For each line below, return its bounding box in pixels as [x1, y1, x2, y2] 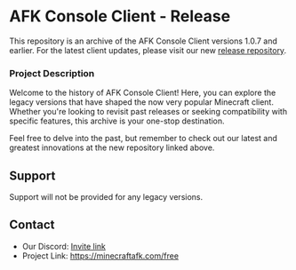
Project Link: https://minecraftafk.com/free [21, 250, 180, 261]
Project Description [9, 67, 95, 79]
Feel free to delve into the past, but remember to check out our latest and [9, 133, 277, 144]
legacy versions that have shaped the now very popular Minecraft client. [9, 97, 274, 107]
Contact [9, 218, 55, 233]
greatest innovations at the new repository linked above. [9, 142, 215, 153]
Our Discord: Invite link [21, 241, 107, 251]
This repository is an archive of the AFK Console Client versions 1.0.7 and [9, 36, 278, 46]
